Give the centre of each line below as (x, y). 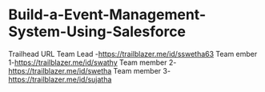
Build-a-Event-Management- (107, 15)
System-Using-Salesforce (97, 32)
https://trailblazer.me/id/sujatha (60, 79)
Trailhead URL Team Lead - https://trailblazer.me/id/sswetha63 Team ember (133, 54)
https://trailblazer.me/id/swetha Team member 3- (89, 70)
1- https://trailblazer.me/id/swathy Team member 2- (92, 62)
